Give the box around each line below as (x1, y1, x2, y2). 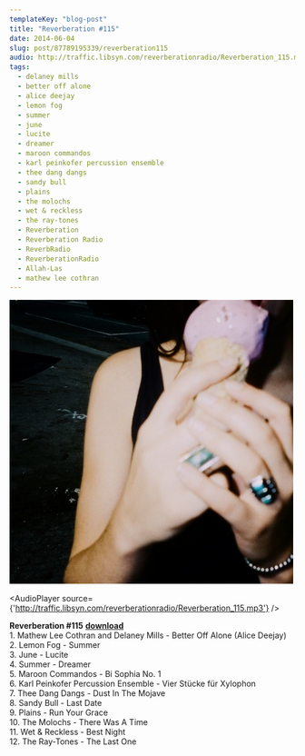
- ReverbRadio (17, 244, 71, 254)
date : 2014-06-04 (9, 34, 75, 43)
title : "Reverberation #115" (9, 24, 120, 34)
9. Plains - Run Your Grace (9, 707, 109, 718)
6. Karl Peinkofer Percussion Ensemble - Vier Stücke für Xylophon (9, 678, 257, 690)
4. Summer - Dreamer (9, 659, 92, 670)
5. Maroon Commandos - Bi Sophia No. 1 (9, 669, 162, 680)
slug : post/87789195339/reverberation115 (9, 44, 169, 53)
